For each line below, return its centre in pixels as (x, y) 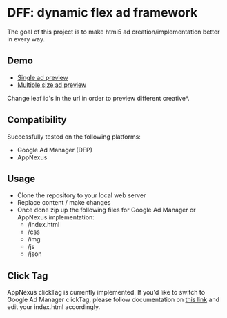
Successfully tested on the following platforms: (74, 137)
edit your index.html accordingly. (54, 307)
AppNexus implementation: (56, 217)
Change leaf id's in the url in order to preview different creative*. (98, 98)
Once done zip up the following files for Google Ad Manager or (106, 210)
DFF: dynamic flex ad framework (102, 13)
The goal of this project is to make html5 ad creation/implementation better (113, 32)
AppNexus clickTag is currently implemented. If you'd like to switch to (106, 292)
